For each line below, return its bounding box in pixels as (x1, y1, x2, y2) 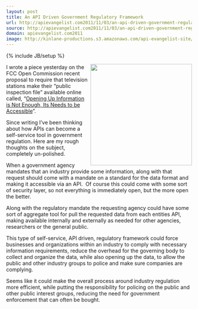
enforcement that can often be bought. (6, 296, 100, 303)
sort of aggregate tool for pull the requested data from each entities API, (6, 211, 181, 218)
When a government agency (6, 162, 75, 169)
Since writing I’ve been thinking (6, 119, 82, 126)
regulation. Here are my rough (6, 138, 80, 144)
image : (6, 36, 22, 42)
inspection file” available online (6, 89, 82, 96)
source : (6, 25, 25, 31)
